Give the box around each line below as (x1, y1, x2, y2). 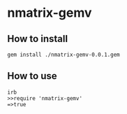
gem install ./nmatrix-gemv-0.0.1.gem (7, 51, 120, 58)
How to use (7, 70, 57, 82)
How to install (7, 33, 68, 45)
